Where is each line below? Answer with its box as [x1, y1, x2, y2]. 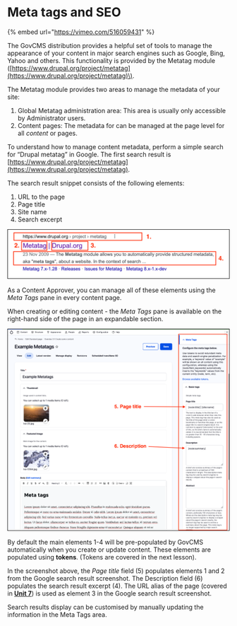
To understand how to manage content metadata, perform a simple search [7, 142, 224, 151]
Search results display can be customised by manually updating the [7, 603, 204, 612]
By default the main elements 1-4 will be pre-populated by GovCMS [7, 538, 203, 547]
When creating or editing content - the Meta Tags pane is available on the [7, 307, 222, 315]
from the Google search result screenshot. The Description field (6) [7, 574, 203, 583]
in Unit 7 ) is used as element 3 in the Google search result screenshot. [7, 589, 212, 598]
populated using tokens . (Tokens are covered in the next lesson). [7, 553, 197, 562]
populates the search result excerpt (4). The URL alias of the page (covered [7, 581, 227, 591]
